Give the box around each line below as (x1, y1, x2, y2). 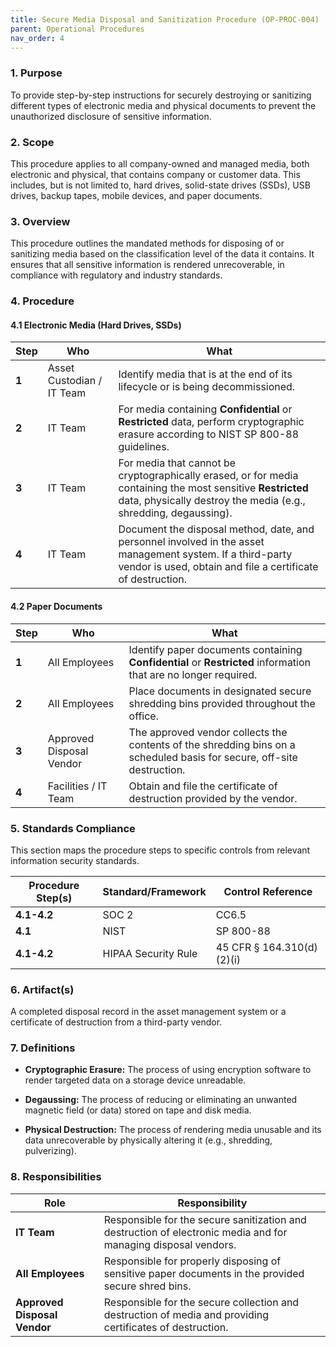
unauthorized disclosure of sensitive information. (10, 110, 212, 122)
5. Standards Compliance (10, 821, 136, 835)
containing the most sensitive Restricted (118, 481, 309, 495)
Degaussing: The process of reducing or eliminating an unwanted (24, 1094, 298, 1106)
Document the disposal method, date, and (118, 522, 315, 536)
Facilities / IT (47, 779, 108, 793)
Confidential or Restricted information (128, 655, 312, 669)
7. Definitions (10, 1041, 76, 1055)
